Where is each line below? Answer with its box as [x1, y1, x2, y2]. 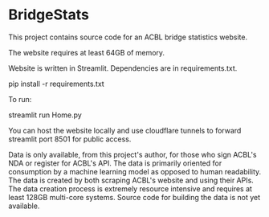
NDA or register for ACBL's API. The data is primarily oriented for [8, 158, 222, 168]
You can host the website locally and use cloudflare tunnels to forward [8, 125, 242, 135]
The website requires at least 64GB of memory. [8, 47, 165, 57]
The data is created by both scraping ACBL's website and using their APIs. [8, 175, 255, 185]
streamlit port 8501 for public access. [8, 134, 132, 144]
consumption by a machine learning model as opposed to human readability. [8, 166, 262, 176]
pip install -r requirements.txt [8, 79, 104, 88]
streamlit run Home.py [8, 110, 82, 120]
